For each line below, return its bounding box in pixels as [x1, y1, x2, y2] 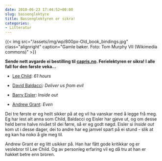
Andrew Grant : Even [12, 101, 53, 107]
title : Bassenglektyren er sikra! [5, 16, 76, 21]
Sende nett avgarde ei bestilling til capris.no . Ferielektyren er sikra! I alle [5, 59, 155, 64]
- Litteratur [5, 25, 32, 30]
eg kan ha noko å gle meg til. [5, 132, 64, 138]
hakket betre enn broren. [5, 152, 55, 158]
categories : [5, 20, 29, 26]
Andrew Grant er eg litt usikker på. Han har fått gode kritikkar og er [5, 141, 140, 147]
